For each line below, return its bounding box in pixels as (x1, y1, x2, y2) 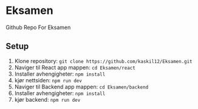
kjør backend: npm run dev (14, 96, 81, 103)
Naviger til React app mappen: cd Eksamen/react (14, 64, 136, 71)
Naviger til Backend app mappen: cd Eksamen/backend (14, 83, 149, 90)
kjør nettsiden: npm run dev (14, 76, 83, 84)
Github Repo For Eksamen (5, 24, 71, 31)
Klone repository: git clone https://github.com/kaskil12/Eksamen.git (14, 57, 193, 64)
